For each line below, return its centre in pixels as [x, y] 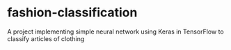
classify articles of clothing [46, 38]
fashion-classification [72, 13]
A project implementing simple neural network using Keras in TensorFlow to [115, 32]
